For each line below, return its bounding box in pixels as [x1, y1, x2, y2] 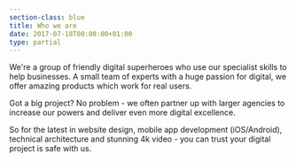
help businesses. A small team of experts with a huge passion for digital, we [9, 72, 286, 82]
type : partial [9, 37, 62, 47]
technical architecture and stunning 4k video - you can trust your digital [9, 134, 271, 144]
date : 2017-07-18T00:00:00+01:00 [9, 29, 133, 38]
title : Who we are [9, 21, 77, 30]
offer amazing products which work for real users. [9, 81, 192, 91]
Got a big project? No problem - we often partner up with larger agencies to [9, 98, 285, 109]
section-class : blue [9, 12, 86, 22]
